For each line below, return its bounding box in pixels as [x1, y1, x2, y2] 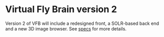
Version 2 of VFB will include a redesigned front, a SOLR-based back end [5, 20, 159, 26]
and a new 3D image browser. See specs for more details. [5, 25, 127, 31]
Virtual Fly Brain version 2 [5, 4, 117, 15]
